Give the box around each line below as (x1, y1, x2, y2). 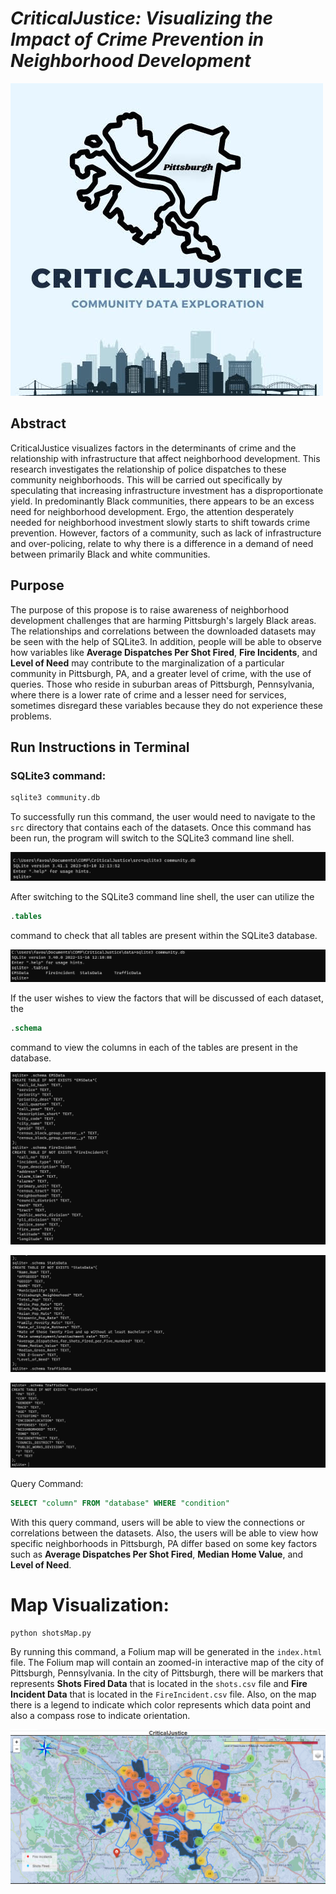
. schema (10, 1023, 43, 1033)
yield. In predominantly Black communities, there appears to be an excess (10, 495, 315, 507)
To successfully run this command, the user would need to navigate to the (10, 811, 316, 823)
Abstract (10, 415, 67, 432)
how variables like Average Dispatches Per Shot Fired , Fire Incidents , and (10, 646, 318, 658)
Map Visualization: (10, 1593, 170, 1616)
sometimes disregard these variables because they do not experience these (10, 699, 324, 711)
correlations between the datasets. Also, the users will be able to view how (10, 1527, 319, 1539)
